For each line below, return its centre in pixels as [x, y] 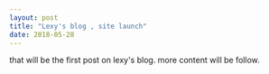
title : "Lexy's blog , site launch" [78, 26]
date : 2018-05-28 [42, 34]
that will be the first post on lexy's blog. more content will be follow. [134, 60]
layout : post [34, 18]
